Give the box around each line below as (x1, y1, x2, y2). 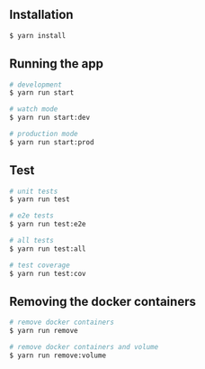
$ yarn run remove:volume (9, 351, 106, 360)
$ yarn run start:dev (9, 113, 91, 123)
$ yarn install (9, 31, 67, 40)
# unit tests (9, 187, 58, 196)
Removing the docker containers (9, 293, 196, 309)
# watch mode (9, 105, 58, 114)
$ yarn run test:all (9, 244, 87, 254)
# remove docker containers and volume (9, 343, 159, 352)
